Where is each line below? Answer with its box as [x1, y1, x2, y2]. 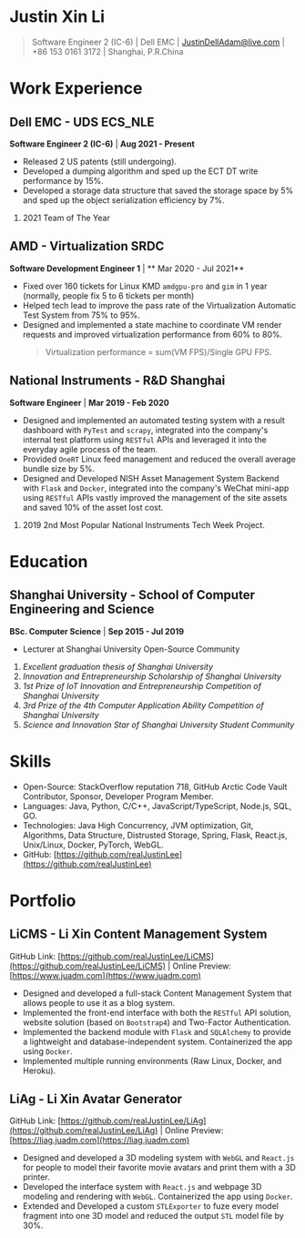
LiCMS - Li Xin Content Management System [9, 927, 268, 942]
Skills [9, 751, 52, 771]
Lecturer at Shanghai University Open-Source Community [22, 644, 240, 655]
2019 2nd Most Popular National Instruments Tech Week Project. [22, 519, 266, 530]
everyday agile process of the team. [22, 443, 158, 454]
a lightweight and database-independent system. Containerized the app [22, 1036, 293, 1047]
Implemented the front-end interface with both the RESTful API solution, [22, 1007, 291, 1018]
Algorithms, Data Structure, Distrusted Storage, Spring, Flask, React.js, [22, 829, 288, 840]
